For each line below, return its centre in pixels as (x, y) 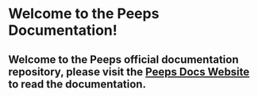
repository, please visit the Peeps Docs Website (129, 72)
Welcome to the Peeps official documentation (123, 59)
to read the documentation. (77, 84)
